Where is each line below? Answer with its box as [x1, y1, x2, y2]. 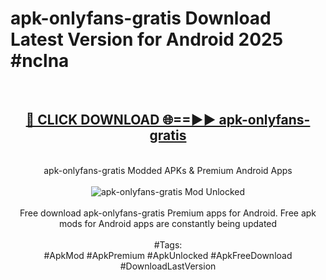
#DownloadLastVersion [119, 260, 217, 272]
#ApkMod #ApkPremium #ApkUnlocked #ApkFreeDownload [43, 249, 293, 261]
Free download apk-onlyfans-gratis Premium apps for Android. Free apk [19, 207, 317, 219]
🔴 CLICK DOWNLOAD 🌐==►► [25, 112, 217, 129]
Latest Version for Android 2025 [10, 28, 284, 51]
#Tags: [153, 238, 183, 251]
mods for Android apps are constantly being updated [58, 217, 278, 229]
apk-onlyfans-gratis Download [10, 7, 272, 30]
